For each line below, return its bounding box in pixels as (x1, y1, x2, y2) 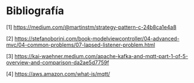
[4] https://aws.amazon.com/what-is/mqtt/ (6, 70, 111, 77)
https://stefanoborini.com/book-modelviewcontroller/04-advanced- (14, 35, 180, 42)
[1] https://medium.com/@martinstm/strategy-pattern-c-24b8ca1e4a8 (6, 24, 177, 31)
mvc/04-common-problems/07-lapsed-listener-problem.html (6, 41, 156, 48)
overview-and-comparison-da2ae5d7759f (6, 59, 109, 66)
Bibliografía (6, 4, 64, 18)
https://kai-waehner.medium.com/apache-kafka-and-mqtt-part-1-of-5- (14, 52, 188, 59)
